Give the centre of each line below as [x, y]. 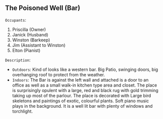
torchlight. [23, 111]
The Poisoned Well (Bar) [43, 8]
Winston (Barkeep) [31, 40]
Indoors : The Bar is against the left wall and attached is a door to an [80, 80]
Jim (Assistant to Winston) [39, 45]
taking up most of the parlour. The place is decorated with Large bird [81, 95]
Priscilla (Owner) [29, 30]
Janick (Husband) [30, 34]
